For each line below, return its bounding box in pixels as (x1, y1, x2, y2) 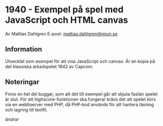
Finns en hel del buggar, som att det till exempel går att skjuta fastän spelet (5, 91, 158, 97)
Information (5, 45, 42, 53)
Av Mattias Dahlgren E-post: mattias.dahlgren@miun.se (5, 31, 118, 37)
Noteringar (5, 78, 40, 86)
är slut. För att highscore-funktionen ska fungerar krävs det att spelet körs (5, 96, 156, 102)
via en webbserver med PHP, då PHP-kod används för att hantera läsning (5, 101, 154, 107)
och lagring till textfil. (5, 107, 48, 113)
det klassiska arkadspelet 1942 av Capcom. (5, 63, 94, 69)
